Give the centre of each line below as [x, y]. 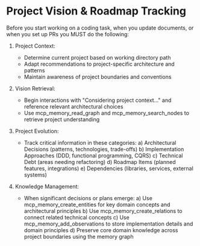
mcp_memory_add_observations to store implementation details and [108, 224]
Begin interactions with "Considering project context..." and [98, 100]
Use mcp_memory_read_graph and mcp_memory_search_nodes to [107, 113]
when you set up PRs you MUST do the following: [68, 34]
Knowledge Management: [47, 186]
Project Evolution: [37, 131]
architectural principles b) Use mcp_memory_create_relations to [103, 211]
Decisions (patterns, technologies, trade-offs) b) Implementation [104, 149]
